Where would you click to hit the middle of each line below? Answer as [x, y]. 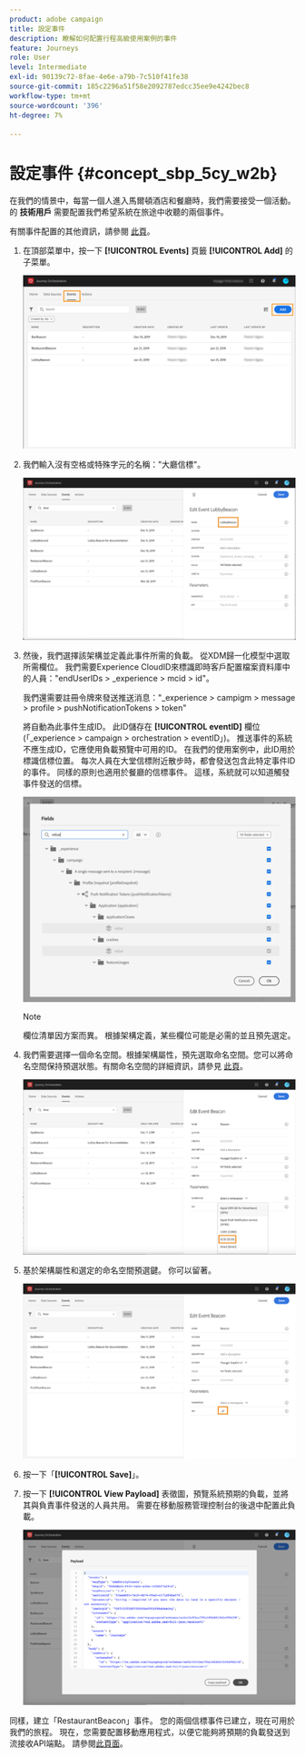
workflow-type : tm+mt [50, 96]
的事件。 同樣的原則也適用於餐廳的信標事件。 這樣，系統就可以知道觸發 [156, 772]
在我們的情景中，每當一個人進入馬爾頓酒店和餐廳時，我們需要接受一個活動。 [152, 201]
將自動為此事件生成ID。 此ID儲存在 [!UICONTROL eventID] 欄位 [141, 726]
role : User [30, 58]
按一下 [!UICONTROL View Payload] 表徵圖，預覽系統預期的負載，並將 [155, 1493]
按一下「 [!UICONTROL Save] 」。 [83, 1474]
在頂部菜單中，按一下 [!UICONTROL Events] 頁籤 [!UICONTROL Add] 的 [157, 251]
